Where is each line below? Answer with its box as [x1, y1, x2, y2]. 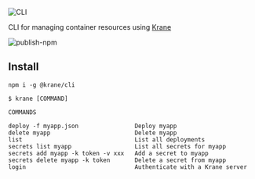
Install [8, 60, 39, 73]
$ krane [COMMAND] [8, 95, 68, 102]
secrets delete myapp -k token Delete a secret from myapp [8, 156, 226, 164]
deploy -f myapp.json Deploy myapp [8, 122, 177, 130]
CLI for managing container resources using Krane [8, 23, 172, 31]
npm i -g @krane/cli [8, 81, 76, 89]
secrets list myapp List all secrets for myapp [8, 142, 226, 150]
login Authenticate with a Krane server [8, 163, 247, 171]
